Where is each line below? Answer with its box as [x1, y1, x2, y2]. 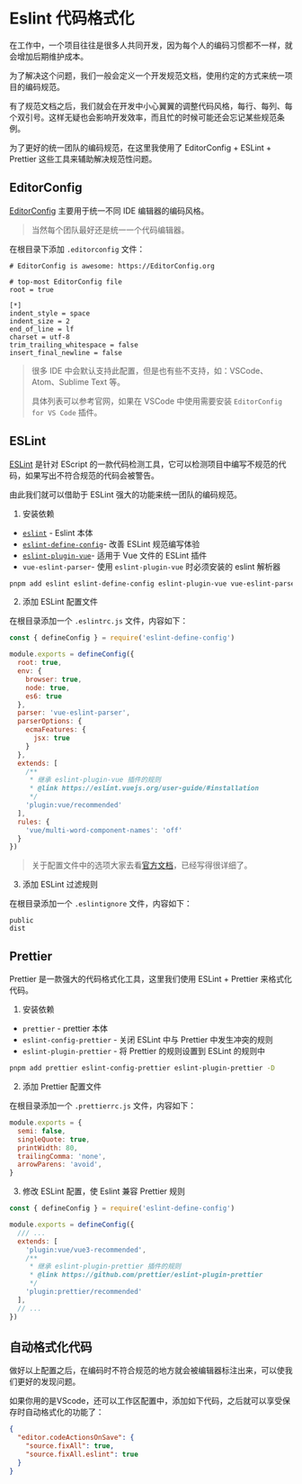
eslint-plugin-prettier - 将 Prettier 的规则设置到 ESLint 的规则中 [22, 1046, 266, 1057]
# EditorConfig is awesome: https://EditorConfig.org [9, 261, 216, 270]
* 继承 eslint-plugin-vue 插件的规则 [29, 776, 162, 785]
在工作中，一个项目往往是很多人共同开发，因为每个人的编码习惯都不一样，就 [9, 40, 293, 50]
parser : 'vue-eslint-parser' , [17, 708, 130, 717]
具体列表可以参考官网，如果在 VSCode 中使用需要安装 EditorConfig [31, 396, 283, 406]
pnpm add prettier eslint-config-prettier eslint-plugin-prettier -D [9, 1064, 276, 1073]
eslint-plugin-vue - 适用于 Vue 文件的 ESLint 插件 [22, 550, 208, 560]
